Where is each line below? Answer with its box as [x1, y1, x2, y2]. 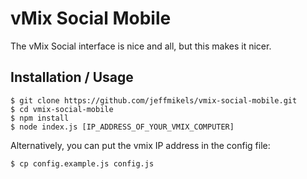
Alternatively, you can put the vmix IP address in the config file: [10, 139, 271, 151]
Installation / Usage [10, 69, 134, 86]
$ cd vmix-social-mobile [10, 104, 114, 114]
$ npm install [10, 113, 70, 123]
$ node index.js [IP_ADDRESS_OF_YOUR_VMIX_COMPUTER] [10, 122, 235, 132]
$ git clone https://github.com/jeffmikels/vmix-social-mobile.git [10, 95, 298, 106]
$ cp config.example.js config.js [10, 158, 155, 169]
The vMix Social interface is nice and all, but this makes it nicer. [10, 40, 272, 52]
